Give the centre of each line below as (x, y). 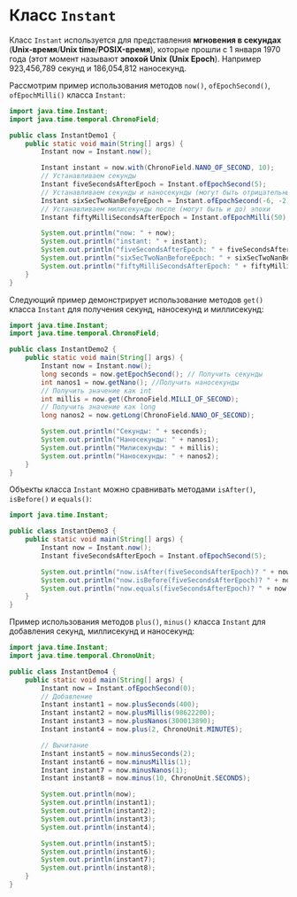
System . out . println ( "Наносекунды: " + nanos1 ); (130, 440)
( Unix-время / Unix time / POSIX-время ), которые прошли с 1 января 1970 (145, 49)
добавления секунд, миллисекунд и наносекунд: (102, 631)
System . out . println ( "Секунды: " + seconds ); (124, 432)
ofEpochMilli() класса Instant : (67, 95)
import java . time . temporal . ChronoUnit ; (83, 656)
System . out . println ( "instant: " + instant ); (124, 242)
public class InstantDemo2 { (63, 350)
